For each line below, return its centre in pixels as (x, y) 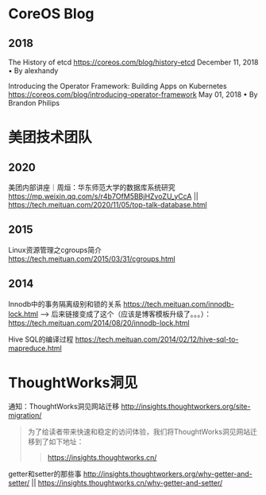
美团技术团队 (50, 138)
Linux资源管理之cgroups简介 (55, 249)
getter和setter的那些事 (45, 474)
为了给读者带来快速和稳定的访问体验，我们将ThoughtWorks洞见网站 (139, 431)
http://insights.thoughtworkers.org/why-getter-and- (168, 474)
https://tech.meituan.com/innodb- (178, 304)
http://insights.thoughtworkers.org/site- (186, 406)
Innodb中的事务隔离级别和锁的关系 (65, 304)
